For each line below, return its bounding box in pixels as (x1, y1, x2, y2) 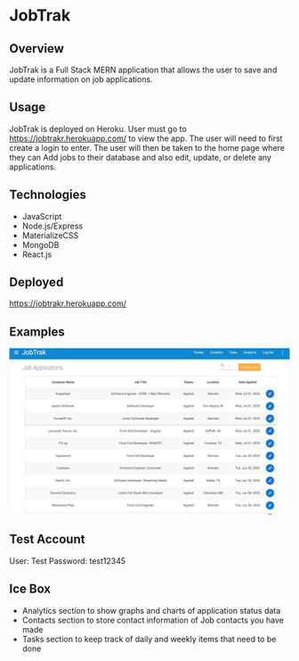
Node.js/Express (21, 220, 83, 231)
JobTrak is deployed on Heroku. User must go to (9, 123, 187, 134)
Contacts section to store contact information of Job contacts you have (21, 615, 285, 625)
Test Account (9, 532, 85, 547)
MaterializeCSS (21, 229, 79, 241)
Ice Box (9, 582, 52, 597)
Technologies (9, 187, 87, 202)
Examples (9, 324, 65, 339)
